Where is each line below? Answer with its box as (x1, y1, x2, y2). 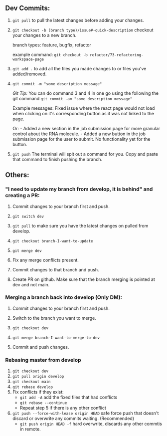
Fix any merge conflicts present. (12, 257, 79, 263)
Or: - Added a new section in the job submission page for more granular (12, 125, 161, 131)
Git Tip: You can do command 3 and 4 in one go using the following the (12, 90, 159, 96)
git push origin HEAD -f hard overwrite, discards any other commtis (19, 421, 162, 427)
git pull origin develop (12, 374, 64, 379)
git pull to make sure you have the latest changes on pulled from (12, 222, 149, 228)
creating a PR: (5, 192, 40, 199)
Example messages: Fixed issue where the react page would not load (12, 105, 155, 111)
